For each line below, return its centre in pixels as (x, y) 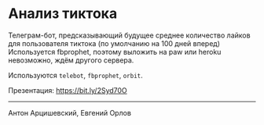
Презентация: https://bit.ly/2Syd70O (68, 90)
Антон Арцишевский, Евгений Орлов (70, 112)
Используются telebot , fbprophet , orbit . (75, 75)
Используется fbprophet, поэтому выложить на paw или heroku (115, 52)
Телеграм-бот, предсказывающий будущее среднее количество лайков (129, 35)
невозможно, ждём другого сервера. (71, 60)
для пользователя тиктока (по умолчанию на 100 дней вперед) (114, 43)
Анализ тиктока (63, 14)
